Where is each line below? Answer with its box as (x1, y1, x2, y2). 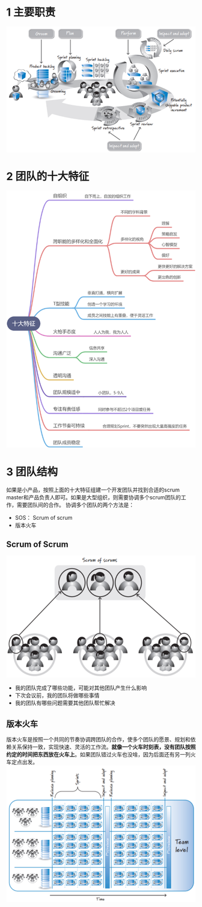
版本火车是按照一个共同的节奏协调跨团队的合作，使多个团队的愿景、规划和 (6, 736, 191, 743)
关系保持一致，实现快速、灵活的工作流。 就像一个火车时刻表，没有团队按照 (11, 743, 196, 750)
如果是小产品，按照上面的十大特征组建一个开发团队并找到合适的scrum (6, 486, 180, 493)
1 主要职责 (6, 5, 56, 19)
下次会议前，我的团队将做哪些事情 (14, 692, 100, 699)
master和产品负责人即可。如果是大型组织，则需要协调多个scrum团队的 (6, 493, 182, 500)
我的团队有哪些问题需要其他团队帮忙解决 (14, 699, 115, 706)
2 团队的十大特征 (6, 170, 90, 184)
